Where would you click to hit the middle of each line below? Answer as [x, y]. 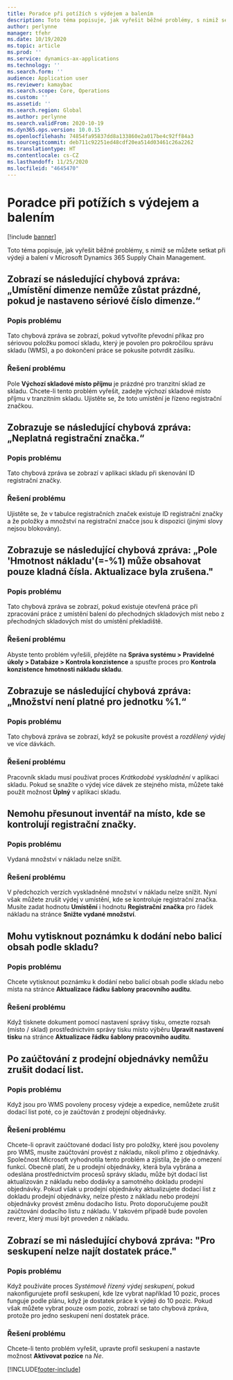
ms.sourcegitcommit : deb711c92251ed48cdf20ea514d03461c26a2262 [101, 143]
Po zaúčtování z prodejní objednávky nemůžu [108, 1059]
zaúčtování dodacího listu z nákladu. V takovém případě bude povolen [107, 1211]
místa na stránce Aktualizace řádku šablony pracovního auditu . [100, 990]
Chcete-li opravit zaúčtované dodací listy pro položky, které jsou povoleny [113, 1145]
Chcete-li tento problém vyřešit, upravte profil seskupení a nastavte [104, 1349]
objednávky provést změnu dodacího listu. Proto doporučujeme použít [107, 1204]
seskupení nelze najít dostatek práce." [92, 1251]
